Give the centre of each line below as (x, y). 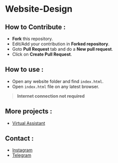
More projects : (29, 112)
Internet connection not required (51, 96)
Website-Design (39, 9)
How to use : (24, 70)
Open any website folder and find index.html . (58, 81)
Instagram (22, 150)
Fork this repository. (32, 39)
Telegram (22, 155)
